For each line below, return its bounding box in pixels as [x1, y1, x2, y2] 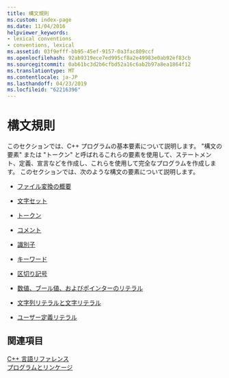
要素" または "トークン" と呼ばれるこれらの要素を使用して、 [7, 151, 176, 159]
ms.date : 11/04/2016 [7, 23, 66, 29]
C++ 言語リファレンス [7, 354, 70, 363]
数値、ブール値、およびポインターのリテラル [16, 284, 144, 292]
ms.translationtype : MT [7, 67, 75, 74]
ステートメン [175, 151, 212, 159]
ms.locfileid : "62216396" [7, 86, 81, 93]
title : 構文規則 [7, 10, 49, 17]
